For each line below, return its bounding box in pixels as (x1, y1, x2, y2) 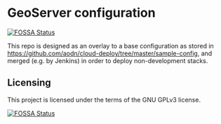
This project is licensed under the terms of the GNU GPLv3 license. (7, 95, 201, 104)
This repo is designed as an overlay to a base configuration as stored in (7, 41, 214, 50)
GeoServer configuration (7, 5, 156, 21)
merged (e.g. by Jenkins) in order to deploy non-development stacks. (7, 56, 208, 64)
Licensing (7, 77, 51, 89)
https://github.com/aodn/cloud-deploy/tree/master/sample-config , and (7, 49, 213, 57)
